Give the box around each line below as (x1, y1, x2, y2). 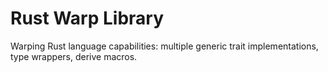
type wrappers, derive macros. (10, 50, 138, 62)
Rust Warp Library (10, 7, 165, 30)
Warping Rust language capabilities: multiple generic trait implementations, (10, 40, 319, 52)
